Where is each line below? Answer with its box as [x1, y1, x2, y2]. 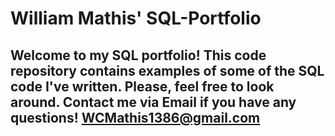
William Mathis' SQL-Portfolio [10, 7, 262, 30]
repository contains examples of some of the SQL [10, 62, 325, 79]
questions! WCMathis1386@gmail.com [10, 109, 261, 126]
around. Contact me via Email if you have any [10, 93, 297, 111]
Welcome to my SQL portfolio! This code [10, 47, 267, 64]
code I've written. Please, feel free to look [10, 78, 275, 95]
